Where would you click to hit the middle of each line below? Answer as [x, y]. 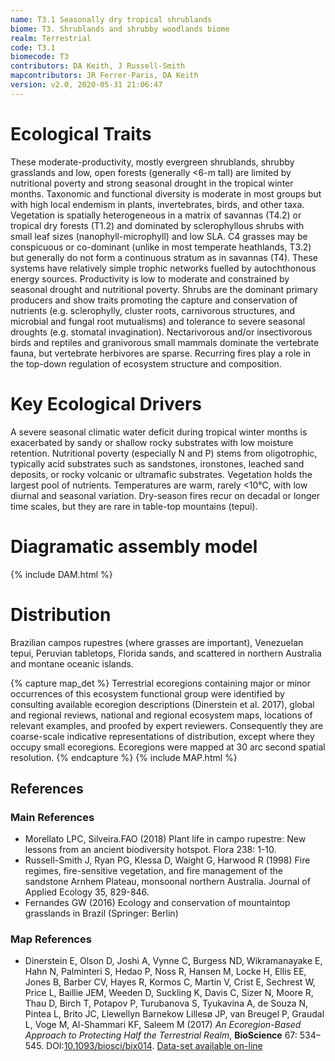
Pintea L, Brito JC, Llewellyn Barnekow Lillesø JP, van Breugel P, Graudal [174, 1014]
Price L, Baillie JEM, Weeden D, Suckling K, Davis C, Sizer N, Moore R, [169, 993]
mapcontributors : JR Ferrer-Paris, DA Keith [104, 76]
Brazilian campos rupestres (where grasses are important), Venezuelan [157, 642]
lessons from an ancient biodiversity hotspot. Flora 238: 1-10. [150, 850]
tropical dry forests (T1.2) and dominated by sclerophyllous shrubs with [157, 225]
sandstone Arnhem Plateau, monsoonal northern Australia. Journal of [167, 882]
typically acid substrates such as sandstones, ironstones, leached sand [157, 463]
